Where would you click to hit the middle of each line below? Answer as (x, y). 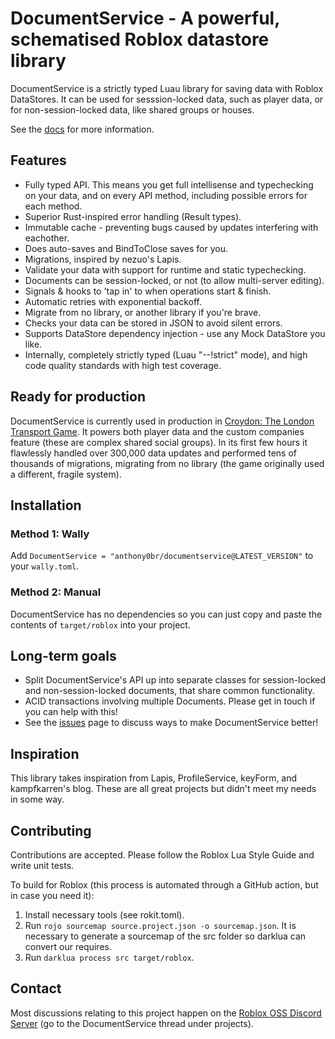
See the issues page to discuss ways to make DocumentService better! (171, 723)
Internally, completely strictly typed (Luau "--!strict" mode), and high (166, 354)
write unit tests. (42, 865)
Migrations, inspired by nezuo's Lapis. (103, 259)
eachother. (47, 238)
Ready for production (78, 397)
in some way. (37, 799)
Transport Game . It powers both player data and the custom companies (157, 431)
